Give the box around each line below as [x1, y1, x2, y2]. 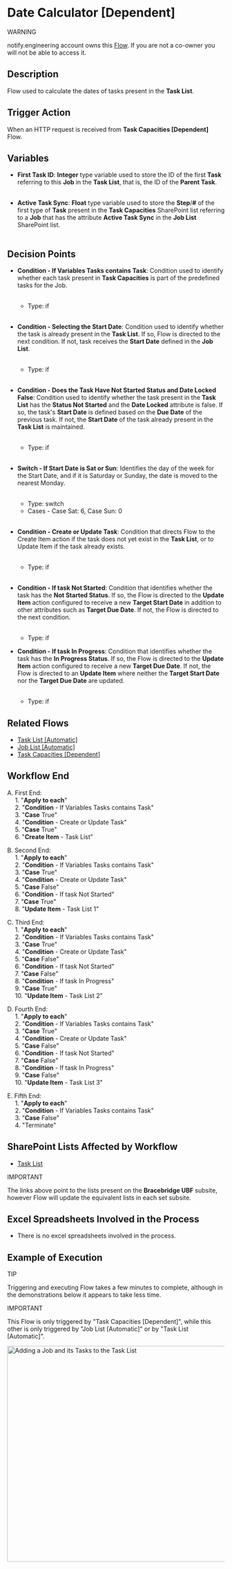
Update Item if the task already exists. [17, 542, 126, 550]
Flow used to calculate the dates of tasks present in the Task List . [7, 86, 195, 95]
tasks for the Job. [17, 281, 68, 289]
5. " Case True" [14, 825, 57, 834]
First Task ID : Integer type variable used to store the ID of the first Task [17, 171, 222, 179]
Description [7, 68, 59, 80]
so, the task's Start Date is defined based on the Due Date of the [17, 408, 202, 416]
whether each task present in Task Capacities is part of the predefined [17, 274, 220, 282]
